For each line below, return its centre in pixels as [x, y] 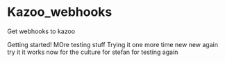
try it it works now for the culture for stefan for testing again [93, 52]
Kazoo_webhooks [60, 12]
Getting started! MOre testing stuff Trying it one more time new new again [113, 44]
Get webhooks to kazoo [41, 31]
